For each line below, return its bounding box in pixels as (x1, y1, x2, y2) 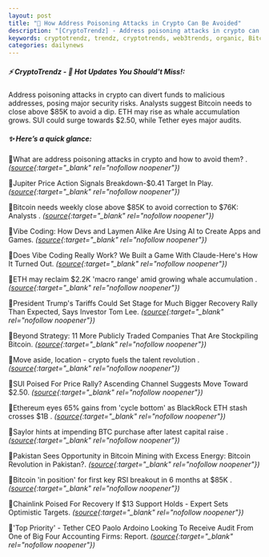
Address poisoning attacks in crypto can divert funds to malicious (8, 90, 226, 100)
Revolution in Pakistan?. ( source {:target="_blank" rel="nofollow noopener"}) (8, 459, 260, 469)
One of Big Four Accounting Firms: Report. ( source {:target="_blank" (8, 531, 234, 541)
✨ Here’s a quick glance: (8, 134, 92, 143)
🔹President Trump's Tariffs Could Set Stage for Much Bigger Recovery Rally (8, 299, 258, 308)
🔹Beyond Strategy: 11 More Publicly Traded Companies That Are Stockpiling (8, 331, 259, 341)
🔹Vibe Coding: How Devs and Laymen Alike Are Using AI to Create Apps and (8, 226, 261, 236)
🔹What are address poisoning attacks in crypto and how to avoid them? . (8, 154, 248, 164)
